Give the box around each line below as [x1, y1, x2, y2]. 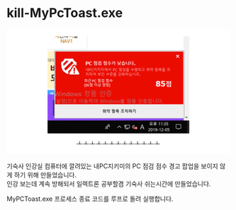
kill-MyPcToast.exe [6, 5, 123, 21]
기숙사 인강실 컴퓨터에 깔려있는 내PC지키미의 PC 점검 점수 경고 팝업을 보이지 [6, 162, 218, 170]
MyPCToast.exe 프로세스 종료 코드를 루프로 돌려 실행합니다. [6, 194, 174, 203]
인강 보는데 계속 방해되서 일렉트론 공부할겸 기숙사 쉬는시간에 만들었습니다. [6, 180, 211, 188]
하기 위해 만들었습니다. [13, 171, 77, 180]
